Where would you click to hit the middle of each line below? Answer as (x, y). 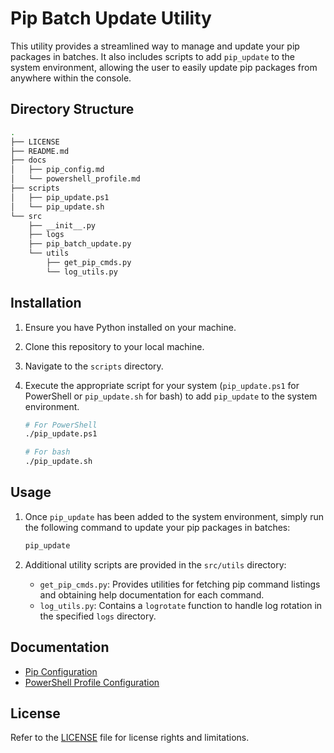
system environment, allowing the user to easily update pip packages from (164, 67)
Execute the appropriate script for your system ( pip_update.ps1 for (162, 385)
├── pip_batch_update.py (80, 244)
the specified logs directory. (98, 616)
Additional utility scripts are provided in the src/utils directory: (155, 564)
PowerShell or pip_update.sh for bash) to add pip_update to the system (171, 396)
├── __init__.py (62, 225)
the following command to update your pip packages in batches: (157, 527)
